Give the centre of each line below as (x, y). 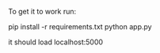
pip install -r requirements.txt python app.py (80, 26)
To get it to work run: (42, 11)
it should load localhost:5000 (56, 42)
